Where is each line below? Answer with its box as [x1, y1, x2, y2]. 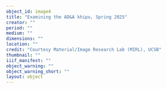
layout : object [6, 74, 44, 80]
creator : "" [6, 19, 35, 25]
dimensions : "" [6, 36, 44, 42]
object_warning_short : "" [6, 69, 69, 74]
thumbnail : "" [6, 52, 41, 58]
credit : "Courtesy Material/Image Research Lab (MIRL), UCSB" [6, 47, 162, 53]
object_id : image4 [6, 8, 51, 15]
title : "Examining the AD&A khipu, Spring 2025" [6, 14, 128, 20]
